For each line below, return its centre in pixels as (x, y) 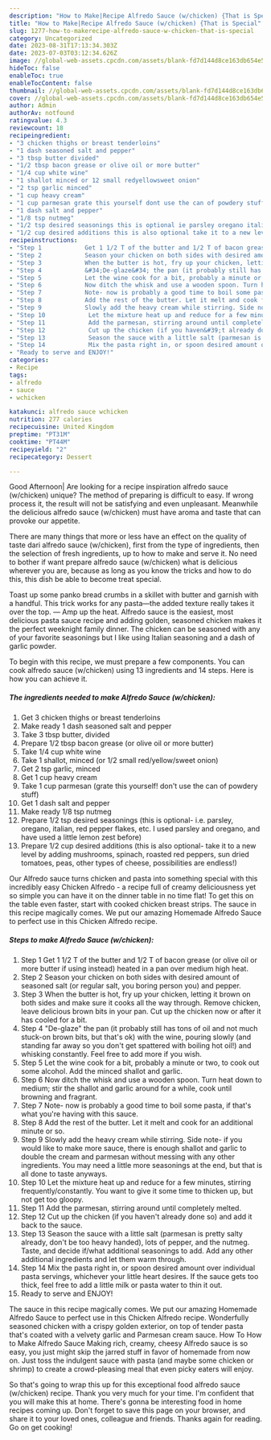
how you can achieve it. (48, 679)
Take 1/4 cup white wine (61, 752)
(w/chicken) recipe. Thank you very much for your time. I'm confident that (131, 1393)
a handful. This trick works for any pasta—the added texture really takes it (132, 604)
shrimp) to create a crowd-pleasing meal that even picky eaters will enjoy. (131, 1369)
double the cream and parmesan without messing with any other (128, 1157)
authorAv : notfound (42, 113)
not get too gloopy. (52, 1199)
